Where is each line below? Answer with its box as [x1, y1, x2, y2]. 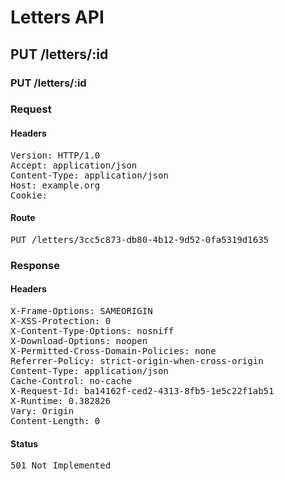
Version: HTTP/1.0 [10, 149, 101, 161]
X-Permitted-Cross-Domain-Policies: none [10, 345, 217, 356]
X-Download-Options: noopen [10, 335, 148, 346]
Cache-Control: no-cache [10, 375, 132, 386]
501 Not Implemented [10, 460, 112, 471]
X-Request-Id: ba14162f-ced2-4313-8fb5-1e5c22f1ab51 [10, 385, 275, 396]
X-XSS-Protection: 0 [10, 315, 112, 326]
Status [10, 437, 39, 450]
